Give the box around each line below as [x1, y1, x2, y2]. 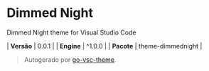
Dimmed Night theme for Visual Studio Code [6, 28, 136, 37]
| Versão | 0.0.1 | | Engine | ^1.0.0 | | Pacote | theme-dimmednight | [6, 41, 203, 50]
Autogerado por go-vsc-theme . [23, 55, 117, 64]
